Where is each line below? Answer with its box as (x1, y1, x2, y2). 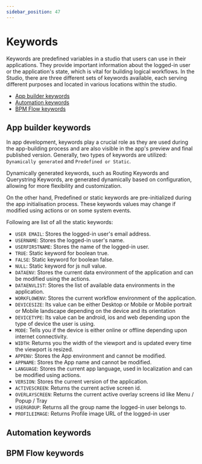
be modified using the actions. (14, 275, 91, 283)
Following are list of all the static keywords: (6, 219, 113, 226)
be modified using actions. (14, 372, 81, 379)
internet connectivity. (14, 333, 68, 340)
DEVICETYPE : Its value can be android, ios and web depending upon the (14, 314, 190, 321)
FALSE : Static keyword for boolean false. (14, 256, 114, 263)
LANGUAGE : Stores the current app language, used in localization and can (14, 365, 193, 372)
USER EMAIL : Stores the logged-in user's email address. (14, 230, 151, 237)
